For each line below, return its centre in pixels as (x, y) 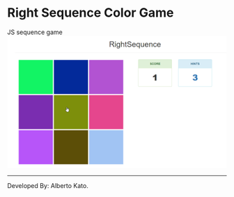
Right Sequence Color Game (91, 13)
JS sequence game (35, 32)
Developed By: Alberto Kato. (48, 186)
